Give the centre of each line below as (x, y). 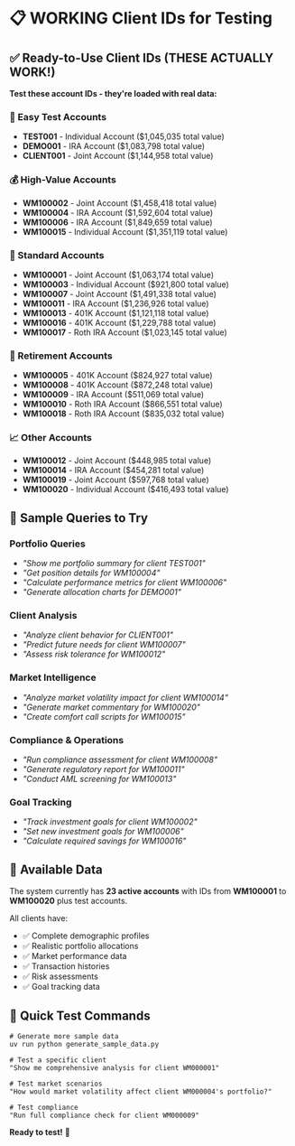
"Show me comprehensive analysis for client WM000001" (115, 1067)
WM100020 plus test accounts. (69, 901)
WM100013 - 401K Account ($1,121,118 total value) (115, 312)
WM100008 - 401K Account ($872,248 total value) (118, 385)
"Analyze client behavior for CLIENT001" (98, 635)
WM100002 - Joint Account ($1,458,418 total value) (120, 203)
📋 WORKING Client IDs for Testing (141, 19)
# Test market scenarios (56, 1084)
